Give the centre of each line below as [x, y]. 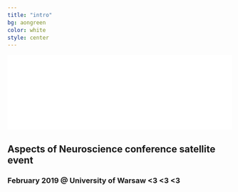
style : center [29, 38]
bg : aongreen [27, 22]
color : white [27, 30]
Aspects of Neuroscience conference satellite [112, 149]
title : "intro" [30, 15]
